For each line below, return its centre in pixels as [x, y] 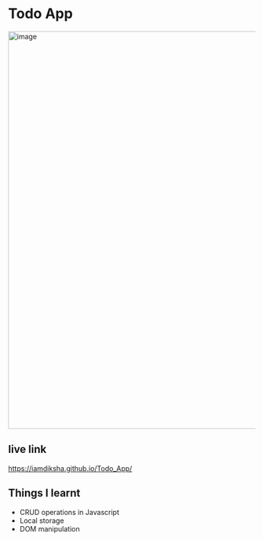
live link [27, 449]
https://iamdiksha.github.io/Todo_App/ [70, 468]
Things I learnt [44, 493]
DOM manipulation [49, 528]
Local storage [42, 521]
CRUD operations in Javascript [69, 512]
